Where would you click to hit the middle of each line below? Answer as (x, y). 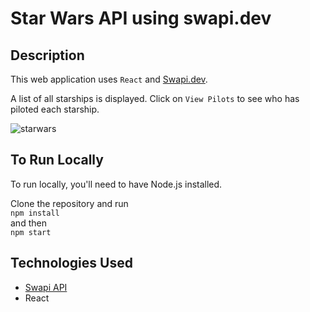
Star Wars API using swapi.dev (141, 18)
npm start (31, 232)
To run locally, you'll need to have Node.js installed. (116, 184)
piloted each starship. (55, 109)
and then (28, 223)
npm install (35, 213)
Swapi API (46, 287)
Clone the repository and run (69, 203)
